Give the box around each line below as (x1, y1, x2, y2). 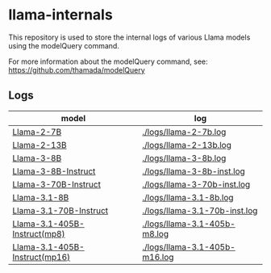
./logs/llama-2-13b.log (142, 139, 232, 150)
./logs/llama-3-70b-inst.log (142, 178, 251, 190)
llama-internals (8, 6, 113, 24)
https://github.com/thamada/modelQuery (8, 65, 145, 74)
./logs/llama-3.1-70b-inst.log (142, 204, 258, 216)
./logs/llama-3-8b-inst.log (142, 166, 246, 177)
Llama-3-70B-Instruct (12, 178, 101, 190)
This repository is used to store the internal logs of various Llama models (8, 32, 251, 42)
